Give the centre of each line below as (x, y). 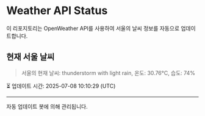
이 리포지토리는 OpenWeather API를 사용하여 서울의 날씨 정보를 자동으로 (93, 28)
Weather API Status (57, 11)
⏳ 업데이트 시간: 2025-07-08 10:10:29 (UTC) (61, 85)
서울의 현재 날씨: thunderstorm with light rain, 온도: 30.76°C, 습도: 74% (108, 73)
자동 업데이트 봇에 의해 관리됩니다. (47, 106)
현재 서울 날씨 (31, 57)
